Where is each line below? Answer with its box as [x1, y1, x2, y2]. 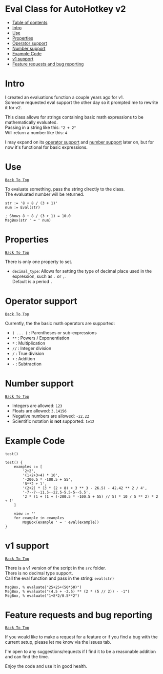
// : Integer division [12, 345, 52, 351]
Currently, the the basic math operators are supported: [5, 320, 115, 326]
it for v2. [5, 104, 22, 110]
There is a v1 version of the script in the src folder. [5, 565, 106, 571]
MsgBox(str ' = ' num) [5, 218, 51, 223]
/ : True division [12, 350, 44, 356]
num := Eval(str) [5, 205, 41, 210]
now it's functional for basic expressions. [5, 144, 88, 150]
